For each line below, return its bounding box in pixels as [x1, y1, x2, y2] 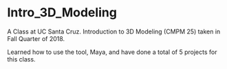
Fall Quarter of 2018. [7, 34, 65, 42]
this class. [7, 55, 36, 63]
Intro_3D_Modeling [7, 5, 117, 20]
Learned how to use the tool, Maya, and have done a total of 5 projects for [7, 48, 217, 56]
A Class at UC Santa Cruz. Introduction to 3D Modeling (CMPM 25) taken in [7, 27, 221, 36]
